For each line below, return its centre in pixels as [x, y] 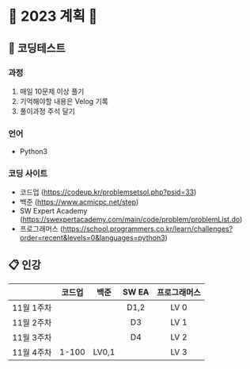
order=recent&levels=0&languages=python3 [92, 238]
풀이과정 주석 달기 [47, 111]
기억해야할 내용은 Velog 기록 [64, 101]
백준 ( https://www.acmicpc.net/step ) [79, 202]
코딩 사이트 [28, 174]
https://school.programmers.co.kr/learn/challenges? [148, 229]
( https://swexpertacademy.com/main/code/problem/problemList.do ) [131, 220]
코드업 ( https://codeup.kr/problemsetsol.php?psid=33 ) [108, 192]
